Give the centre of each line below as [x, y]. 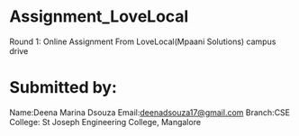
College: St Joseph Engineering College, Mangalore [105, 122]
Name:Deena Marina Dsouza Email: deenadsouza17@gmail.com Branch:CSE [150, 112]
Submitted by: [63, 88]
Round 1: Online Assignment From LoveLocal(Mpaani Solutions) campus [143, 41]
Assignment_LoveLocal [99, 17]
